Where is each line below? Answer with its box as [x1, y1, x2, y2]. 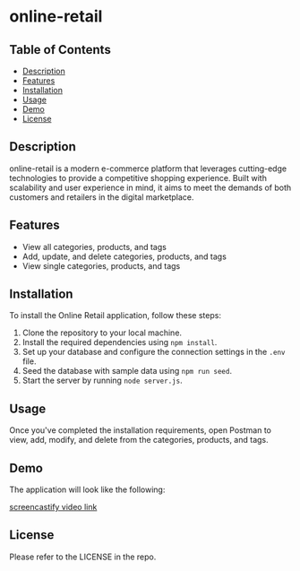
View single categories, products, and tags [21, 260, 181, 271]
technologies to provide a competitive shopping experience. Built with [9, 172, 267, 183]
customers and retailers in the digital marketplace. [9, 191, 194, 203]
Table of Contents [9, 42, 112, 57]
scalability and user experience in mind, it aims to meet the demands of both [9, 182, 292, 193]
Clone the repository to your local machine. [21, 327, 182, 338]
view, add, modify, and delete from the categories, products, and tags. [9, 435, 269, 446]
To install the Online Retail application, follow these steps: [9, 310, 222, 321]
